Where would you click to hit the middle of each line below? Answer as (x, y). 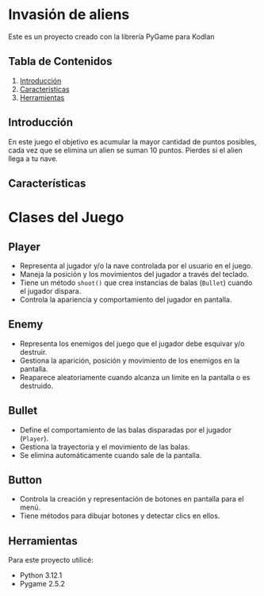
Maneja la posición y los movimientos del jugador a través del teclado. (134, 274)
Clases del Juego (66, 218)
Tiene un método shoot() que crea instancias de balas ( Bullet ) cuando (136, 283)
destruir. (33, 352)
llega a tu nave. (33, 158)
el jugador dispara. (50, 290)
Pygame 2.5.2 (42, 584)
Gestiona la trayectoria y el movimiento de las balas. (105, 447)
